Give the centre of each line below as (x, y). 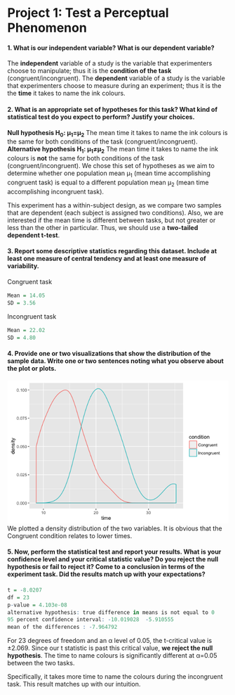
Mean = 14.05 (26, 295)
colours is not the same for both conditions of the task (86, 158)
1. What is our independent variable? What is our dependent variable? (111, 48)
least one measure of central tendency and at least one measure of (107, 259)
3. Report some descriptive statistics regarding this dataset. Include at (112, 251)
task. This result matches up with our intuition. (74, 684)
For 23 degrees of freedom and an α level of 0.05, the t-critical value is (110, 641)
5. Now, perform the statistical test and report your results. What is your (114, 552)
